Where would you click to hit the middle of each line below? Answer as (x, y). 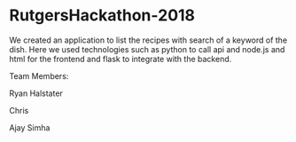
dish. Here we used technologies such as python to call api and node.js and (147, 49)
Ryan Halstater (36, 93)
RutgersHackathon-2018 (102, 16)
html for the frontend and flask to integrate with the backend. (121, 59)
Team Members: (39, 75)
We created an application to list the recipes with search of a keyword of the (148, 40)
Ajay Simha (30, 127)
